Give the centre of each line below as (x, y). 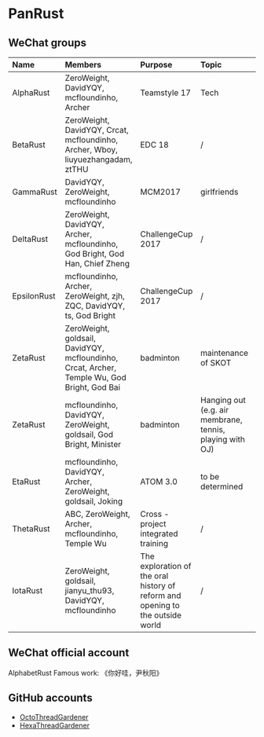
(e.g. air (214, 410)
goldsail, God (89, 434)
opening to (160, 605)
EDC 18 (154, 145)
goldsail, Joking (94, 501)
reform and (161, 596)
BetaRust (29, 145)
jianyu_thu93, (90, 590)
